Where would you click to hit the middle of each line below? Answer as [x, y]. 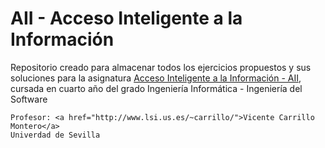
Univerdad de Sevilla [55, 135]
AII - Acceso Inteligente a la [126, 18]
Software [29, 99]
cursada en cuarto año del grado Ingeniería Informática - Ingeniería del [156, 88]
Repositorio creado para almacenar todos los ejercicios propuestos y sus [161, 67]
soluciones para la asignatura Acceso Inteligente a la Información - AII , [156, 78]
